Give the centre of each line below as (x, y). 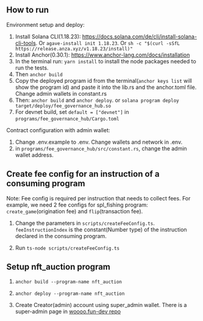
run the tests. (32, 68)
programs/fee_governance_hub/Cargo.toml (67, 119)
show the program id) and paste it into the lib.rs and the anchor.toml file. (106, 87)
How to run (28, 10)
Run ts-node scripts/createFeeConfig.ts (67, 248)
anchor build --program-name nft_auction (68, 282)
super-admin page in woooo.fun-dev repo (68, 312)
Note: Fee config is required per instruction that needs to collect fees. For (98, 198)
